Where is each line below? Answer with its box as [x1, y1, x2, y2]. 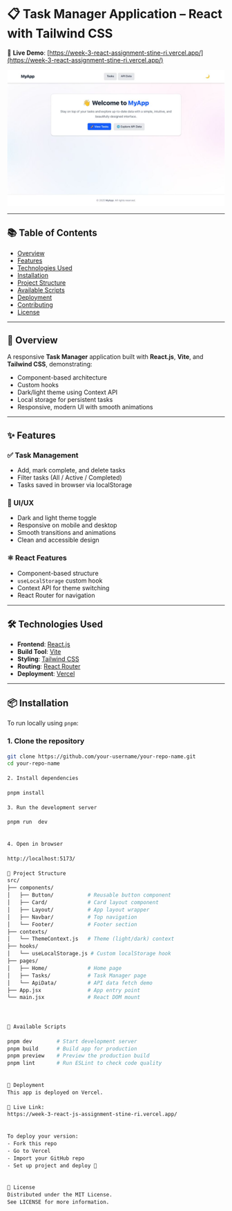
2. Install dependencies [7, 775, 79, 782]
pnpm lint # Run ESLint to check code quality [7, 1060, 162, 1067]
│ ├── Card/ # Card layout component [7, 899, 159, 906]
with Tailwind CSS [7, 26, 113, 42]
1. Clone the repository [7, 736, 85, 746]
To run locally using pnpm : [7, 719, 79, 727]
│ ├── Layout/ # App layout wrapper [7, 906, 150, 913]
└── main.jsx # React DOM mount [7, 994, 140, 1001]
